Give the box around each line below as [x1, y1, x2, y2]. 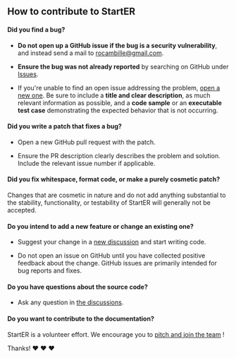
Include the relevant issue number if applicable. [17, 159, 156, 167]
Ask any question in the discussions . [17, 298, 124, 306]
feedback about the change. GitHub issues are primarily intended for [17, 259, 217, 268]
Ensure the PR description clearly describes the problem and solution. [17, 151, 221, 160]
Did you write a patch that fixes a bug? [7, 122, 122, 131]
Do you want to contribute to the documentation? [7, 314, 155, 323]
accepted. [7, 206, 37, 214]
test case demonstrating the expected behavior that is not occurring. [17, 106, 218, 114]
